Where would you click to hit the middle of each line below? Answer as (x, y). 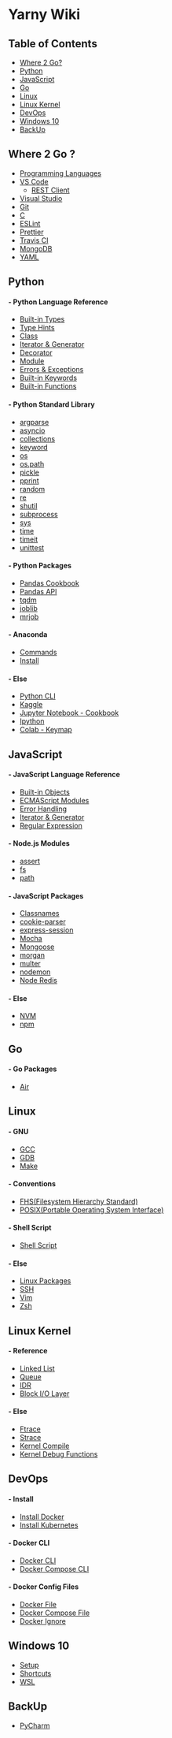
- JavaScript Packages (46, 895)
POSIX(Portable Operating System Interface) (91, 1210)
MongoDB (36, 248)
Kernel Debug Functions (59, 1454)
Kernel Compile (44, 1446)
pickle (29, 472)
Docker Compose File (55, 1613)
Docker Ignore (43, 1621)
